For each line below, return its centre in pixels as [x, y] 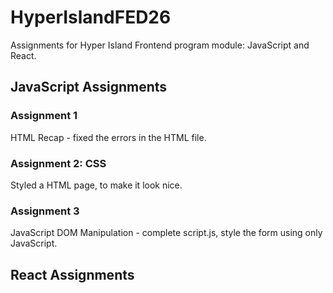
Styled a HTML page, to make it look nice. [96, 185]
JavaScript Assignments [89, 87]
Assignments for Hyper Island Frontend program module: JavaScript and [160, 45]
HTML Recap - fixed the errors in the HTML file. [108, 137]
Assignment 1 [44, 116]
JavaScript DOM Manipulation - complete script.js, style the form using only [166, 233]
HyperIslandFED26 [91, 17]
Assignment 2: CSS [58, 163]
